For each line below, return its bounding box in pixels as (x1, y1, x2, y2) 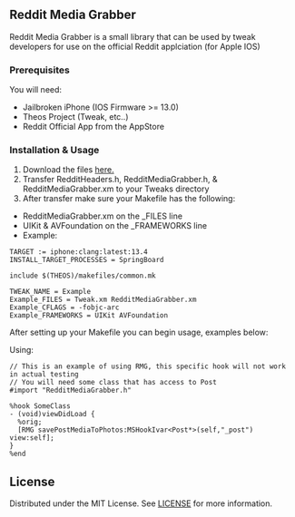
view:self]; (9, 434, 54, 443)
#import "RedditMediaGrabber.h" (9, 385, 132, 395)
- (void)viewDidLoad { (9, 410, 95, 419)
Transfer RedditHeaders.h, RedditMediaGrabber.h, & (22, 174, 218, 185)
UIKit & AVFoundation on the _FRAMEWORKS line (22, 220, 207, 231)
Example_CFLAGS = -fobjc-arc (9, 303, 120, 312)
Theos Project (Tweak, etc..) (22, 112, 129, 122)
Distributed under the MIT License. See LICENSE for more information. (9, 498, 273, 509)
